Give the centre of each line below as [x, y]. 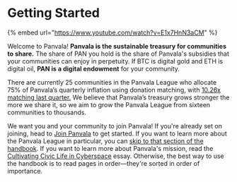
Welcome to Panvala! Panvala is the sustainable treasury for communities [117, 46]
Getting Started [54, 13]
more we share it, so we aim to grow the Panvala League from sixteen [109, 104]
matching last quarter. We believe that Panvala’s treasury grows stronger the [118, 97]
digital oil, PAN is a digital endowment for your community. [94, 68]
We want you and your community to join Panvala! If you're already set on [115, 126]
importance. [25, 171]
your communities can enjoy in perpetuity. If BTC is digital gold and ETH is [115, 61]
